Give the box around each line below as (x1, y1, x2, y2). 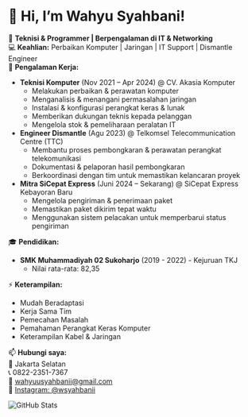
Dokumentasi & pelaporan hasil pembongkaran (31, 162, 185, 172)
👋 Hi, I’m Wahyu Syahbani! (8, 7, 185, 25)
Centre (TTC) (19, 137, 64, 146)
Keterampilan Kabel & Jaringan (19, 331, 122, 341)
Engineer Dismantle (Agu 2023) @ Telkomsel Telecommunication (19, 128, 236, 137)
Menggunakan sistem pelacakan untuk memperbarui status (31, 212, 227, 222)
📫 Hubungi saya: (8, 347, 68, 357)
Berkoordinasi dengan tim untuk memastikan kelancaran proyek (31, 170, 241, 180)
